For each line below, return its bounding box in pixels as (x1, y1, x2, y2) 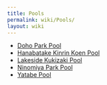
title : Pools (7, 10, 45, 17)
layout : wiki (7, 23, 45, 29)
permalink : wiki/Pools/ (7, 16, 75, 23)
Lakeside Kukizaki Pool (16, 56, 82, 64)
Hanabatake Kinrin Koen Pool (16, 49, 100, 57)
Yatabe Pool (16, 71, 51, 79)
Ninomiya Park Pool (16, 63, 73, 72)
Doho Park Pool (16, 42, 62, 50)
